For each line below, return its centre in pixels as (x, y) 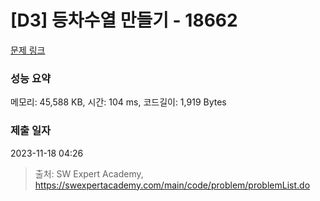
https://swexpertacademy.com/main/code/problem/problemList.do (172, 185)
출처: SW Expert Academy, (89, 173)
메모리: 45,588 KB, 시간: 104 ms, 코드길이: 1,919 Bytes (118, 102)
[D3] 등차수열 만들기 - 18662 (124, 20)
